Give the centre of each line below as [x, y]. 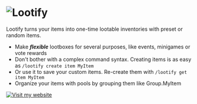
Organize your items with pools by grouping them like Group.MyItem [98, 83]
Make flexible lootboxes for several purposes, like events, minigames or [102, 47]
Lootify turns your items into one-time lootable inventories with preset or [95, 29]
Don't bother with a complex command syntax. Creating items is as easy [103, 59]
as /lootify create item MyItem [54, 66]
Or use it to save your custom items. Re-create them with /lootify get [101, 71]
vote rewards [31, 53]
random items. [24, 35]
